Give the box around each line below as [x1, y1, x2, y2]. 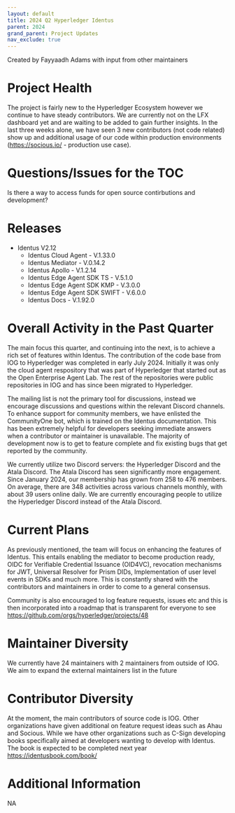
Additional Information [7, 776, 141, 791]
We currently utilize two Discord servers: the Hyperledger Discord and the [7, 460, 221, 469]
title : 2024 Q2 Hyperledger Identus [7, 17, 114, 24]
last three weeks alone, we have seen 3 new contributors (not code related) [7, 126, 225, 134]
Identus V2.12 [17, 243, 57, 252]
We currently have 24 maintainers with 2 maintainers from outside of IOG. [7, 659, 220, 667]
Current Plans [7, 522, 90, 538]
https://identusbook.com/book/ [7, 751, 98, 760]
